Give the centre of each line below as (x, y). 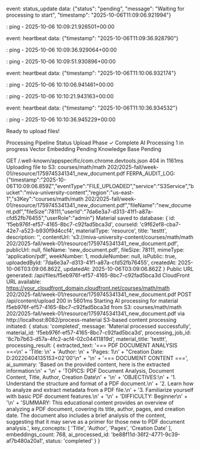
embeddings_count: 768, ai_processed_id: (58, 434)
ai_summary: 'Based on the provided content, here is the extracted (88, 364)
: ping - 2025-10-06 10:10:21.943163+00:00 (60, 96)
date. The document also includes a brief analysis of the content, (86, 415)
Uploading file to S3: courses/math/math (56, 167)
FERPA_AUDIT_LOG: (151, 173)
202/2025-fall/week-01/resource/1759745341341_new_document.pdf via (96, 313)
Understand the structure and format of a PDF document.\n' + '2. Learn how (100, 383)
